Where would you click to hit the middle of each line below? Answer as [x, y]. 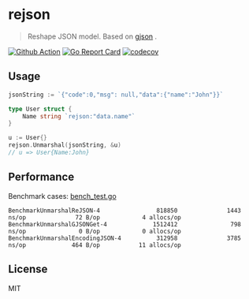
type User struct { [40, 109]
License [28, 269]
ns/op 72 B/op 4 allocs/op [95, 217]
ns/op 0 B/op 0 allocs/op [95, 231]
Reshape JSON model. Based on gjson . [92, 36]
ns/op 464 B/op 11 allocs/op [95, 245]
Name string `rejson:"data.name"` [79, 116]
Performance [41, 177]
